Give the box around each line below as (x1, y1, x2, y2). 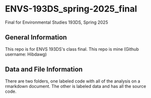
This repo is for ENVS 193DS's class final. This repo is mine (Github (5, 46, 139, 52)
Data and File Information (5, 65, 83, 73)
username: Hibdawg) (5, 51, 47, 57)
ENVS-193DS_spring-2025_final (5, 3, 137, 14)
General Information (5, 33, 67, 42)
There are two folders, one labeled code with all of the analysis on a (5, 78, 140, 84)
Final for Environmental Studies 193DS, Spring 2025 (5, 19, 108, 25)
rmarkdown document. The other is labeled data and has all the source (5, 83, 146, 89)
